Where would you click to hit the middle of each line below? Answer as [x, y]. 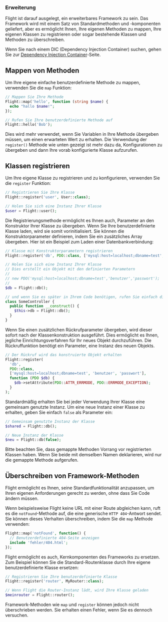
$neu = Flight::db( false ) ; [33, 440]
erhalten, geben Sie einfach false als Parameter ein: [59, 412]
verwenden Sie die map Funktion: [38, 88]
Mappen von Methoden [42, 70]
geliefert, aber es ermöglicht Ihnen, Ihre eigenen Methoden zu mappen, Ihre [83, 29]
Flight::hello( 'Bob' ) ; [29, 125]
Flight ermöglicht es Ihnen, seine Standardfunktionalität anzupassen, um [80, 488]
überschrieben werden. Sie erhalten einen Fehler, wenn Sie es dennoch [79, 610]
